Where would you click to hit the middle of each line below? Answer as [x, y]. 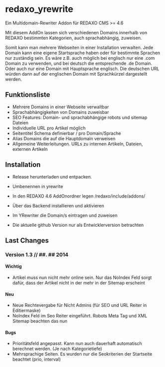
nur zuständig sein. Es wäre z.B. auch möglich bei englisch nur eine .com [80, 58]
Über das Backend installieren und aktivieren [58, 205]
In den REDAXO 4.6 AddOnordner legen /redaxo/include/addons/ [79, 196]
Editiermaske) [26, 311]
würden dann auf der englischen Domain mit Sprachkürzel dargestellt [76, 74]
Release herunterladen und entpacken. [52, 177]
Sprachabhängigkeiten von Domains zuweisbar [61, 112]
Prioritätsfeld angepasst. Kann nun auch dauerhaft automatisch [77, 344]
